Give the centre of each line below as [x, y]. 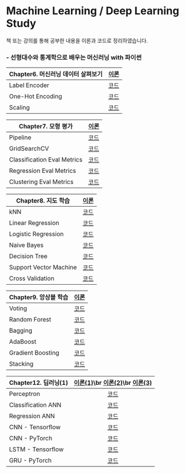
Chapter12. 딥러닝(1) [39, 383]
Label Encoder [29, 85]
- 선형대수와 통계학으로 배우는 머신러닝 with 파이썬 [74, 57]
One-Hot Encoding [36, 96]
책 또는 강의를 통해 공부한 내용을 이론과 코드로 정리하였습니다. [77, 40]
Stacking [21, 364]
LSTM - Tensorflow [36, 449]
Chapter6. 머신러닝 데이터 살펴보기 [56, 74]
